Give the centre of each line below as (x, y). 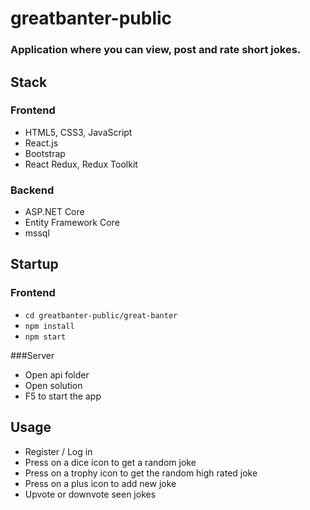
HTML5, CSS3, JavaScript (78, 132)
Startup (34, 264)
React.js (41, 143)
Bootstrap (45, 153)
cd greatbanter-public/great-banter (101, 315)
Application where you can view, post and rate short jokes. (156, 50)
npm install (49, 326)
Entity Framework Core (72, 223)
